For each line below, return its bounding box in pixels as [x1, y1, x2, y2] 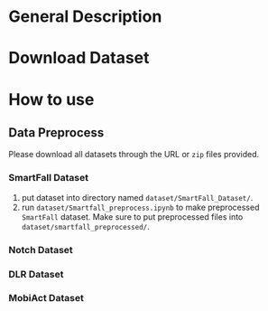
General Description [8, 6, 162, 27]
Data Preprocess [8, 125, 105, 140]
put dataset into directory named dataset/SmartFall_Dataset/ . [21, 192, 254, 203]
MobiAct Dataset [8, 292, 85, 305]
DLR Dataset [8, 268, 64, 280]
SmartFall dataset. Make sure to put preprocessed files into [21, 211, 244, 222]
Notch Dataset [8, 243, 73, 256]
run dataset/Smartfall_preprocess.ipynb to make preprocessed [21, 202, 260, 212]
